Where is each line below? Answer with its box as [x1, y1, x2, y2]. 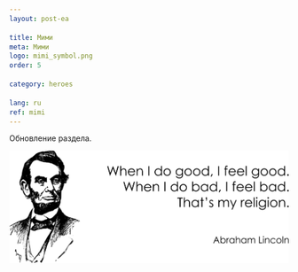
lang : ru [9, 98, 42, 107]
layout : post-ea [9, 14, 69, 23]
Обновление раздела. [9, 133, 92, 144]
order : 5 [9, 61, 42, 70]
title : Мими [9, 33, 53, 42]
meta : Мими [9, 43, 50, 51]
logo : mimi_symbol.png [9, 51, 93, 61]
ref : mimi [9, 107, 46, 117]
